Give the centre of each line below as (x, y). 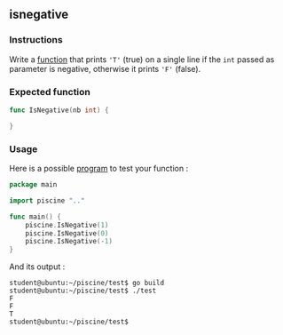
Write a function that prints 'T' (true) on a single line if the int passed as (142, 59)
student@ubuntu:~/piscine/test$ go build (87, 283)
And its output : (37, 267)
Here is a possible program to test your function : (99, 169)
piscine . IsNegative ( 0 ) (67, 233)
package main (33, 185)
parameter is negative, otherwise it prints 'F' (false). (105, 68)
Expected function (50, 92)
